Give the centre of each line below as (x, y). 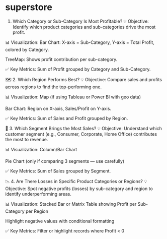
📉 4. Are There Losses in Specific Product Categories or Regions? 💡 (76, 181)
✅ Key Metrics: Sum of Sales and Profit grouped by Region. (67, 118)
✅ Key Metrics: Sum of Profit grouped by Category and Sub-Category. (78, 69)
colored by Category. (27, 49)
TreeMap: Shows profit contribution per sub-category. (61, 59)
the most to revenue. (27, 139)
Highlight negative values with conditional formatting (60, 221)
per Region (37, 211)
